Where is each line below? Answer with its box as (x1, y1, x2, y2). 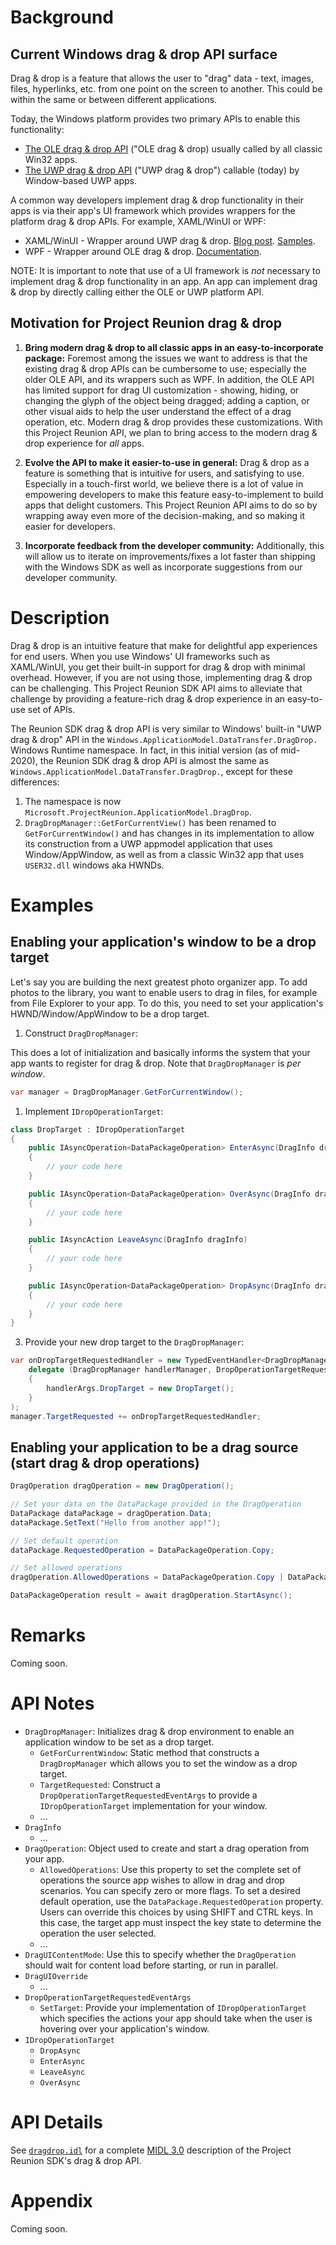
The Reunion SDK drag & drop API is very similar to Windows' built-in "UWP (10, 722, 322, 735)
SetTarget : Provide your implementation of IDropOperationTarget (39, 2001, 307, 2013)
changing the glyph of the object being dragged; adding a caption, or (24, 394, 310, 406)
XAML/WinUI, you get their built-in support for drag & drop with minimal (10, 661, 306, 673)
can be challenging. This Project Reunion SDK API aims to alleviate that (10, 682, 303, 694)
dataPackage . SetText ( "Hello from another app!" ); (10, 1517, 222, 1528)
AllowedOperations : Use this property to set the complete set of (39, 1863, 302, 1875)
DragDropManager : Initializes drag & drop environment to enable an (24, 1725, 295, 1737)
